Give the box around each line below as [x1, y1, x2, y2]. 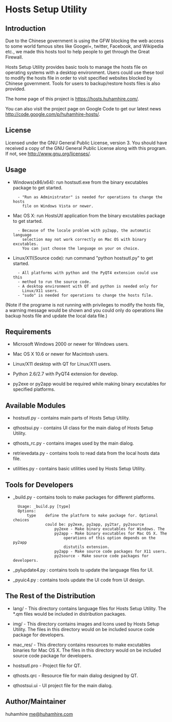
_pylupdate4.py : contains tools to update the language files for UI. [12, 567, 154, 573]
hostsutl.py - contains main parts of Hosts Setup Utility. [12, 415, 130, 421]
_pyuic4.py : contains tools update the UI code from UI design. [12, 577, 145, 583]
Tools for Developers [5, 480, 73, 489]
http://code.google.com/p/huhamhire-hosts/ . [5, 111, 100, 117]
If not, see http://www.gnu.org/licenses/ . [5, 150, 91, 157]
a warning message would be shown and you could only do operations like [5, 307, 163, 313]
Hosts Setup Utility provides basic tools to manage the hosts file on [5, 64, 147, 70]
